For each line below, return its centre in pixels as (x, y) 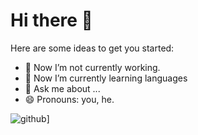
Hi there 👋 (51, 20)
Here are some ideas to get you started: (92, 48)
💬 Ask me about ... (62, 88)
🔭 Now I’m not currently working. (92, 67)
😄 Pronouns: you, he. (69, 99)
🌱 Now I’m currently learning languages (106, 78)
